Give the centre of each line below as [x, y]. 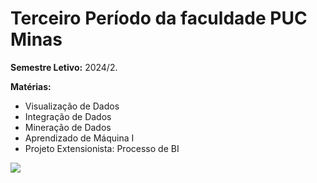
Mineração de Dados [68, 127]
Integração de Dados [68, 116]
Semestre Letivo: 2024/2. [64, 67]
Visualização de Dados [72, 106]
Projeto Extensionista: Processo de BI [102, 148]
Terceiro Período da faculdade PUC [159, 18]
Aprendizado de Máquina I [79, 138]
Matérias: [31, 86]
